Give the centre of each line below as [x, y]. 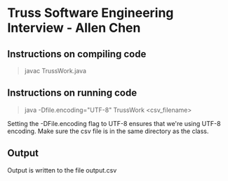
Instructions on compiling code [77, 54]
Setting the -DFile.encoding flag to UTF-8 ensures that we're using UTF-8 [114, 123]
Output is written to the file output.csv [62, 170]
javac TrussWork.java [55, 71]
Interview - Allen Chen [74, 28]
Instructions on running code [72, 93]
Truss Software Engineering [90, 13]
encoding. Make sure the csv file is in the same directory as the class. [108, 131]
